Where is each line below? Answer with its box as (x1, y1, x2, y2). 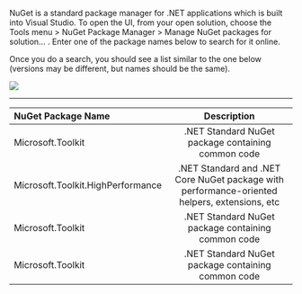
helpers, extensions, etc (179, 196, 280, 208)
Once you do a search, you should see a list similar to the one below (9, 54, 262, 64)
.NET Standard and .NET (178, 162, 281, 174)
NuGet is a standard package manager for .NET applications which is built (9, 8, 283, 18)
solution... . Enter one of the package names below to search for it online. (9, 36, 280, 47)
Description (203, 110, 255, 122)
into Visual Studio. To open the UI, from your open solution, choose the (9, 17, 272, 28)
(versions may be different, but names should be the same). (9, 63, 231, 74)
